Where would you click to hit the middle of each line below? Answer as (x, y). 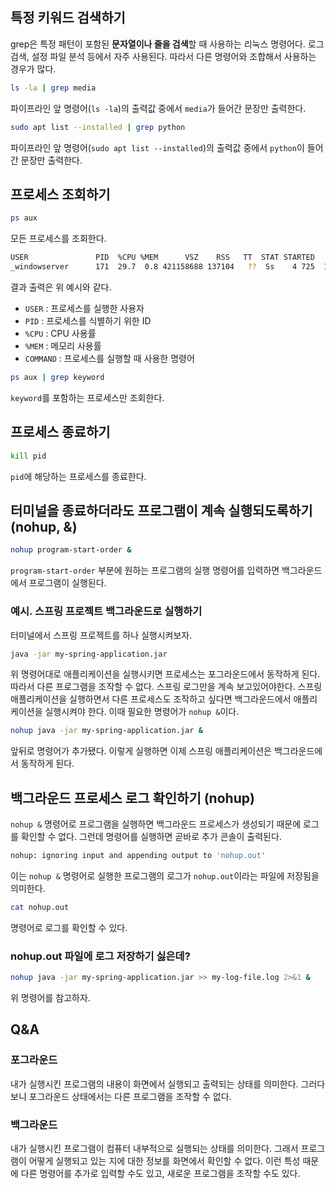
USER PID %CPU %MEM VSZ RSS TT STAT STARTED (162, 258)
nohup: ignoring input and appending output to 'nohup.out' (138, 856)
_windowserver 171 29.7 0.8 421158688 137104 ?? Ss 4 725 (162, 267)
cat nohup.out (40, 907)
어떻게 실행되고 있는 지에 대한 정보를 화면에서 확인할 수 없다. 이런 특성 (164, 1161)
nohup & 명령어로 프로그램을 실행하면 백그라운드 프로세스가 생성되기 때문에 (156, 824)
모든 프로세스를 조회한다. (58, 239)
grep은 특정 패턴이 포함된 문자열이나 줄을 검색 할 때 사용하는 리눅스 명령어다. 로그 (167, 44)
